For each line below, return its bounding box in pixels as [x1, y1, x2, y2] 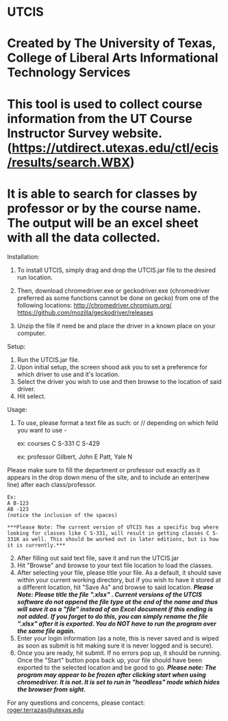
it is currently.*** [7, 542, 66, 549]
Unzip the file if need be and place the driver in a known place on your [16, 321, 216, 330]
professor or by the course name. [7, 201, 201, 216]
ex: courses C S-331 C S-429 [16, 439, 101, 447]
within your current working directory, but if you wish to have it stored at [16, 575, 221, 584]
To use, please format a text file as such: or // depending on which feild [16, 418, 218, 426]
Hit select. [16, 392, 46, 400]
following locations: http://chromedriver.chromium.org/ [16, 301, 173, 309]
